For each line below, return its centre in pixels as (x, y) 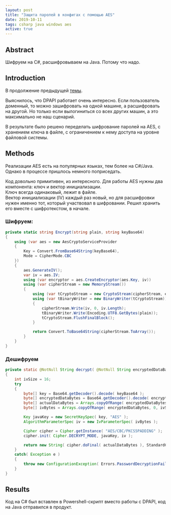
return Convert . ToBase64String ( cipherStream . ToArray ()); (94, 332)
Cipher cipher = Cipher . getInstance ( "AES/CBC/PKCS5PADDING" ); (93, 431)
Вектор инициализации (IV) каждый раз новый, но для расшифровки (80, 197)
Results (18, 490)
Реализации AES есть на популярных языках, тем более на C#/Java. (79, 166)
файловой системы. (27, 137)
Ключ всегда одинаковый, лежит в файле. (51, 192)
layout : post (19, 10)
